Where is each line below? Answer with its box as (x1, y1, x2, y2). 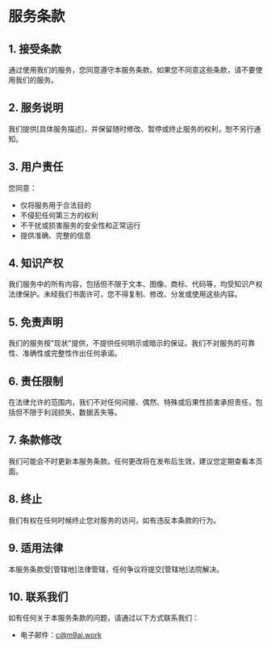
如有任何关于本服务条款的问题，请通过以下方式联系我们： (8, 613, 199, 623)
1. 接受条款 (8, 42, 62, 56)
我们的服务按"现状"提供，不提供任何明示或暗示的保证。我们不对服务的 (8, 339, 242, 348)
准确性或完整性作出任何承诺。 (22, 348, 122, 358)
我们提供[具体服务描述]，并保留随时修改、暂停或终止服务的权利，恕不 (8, 124, 240, 133)
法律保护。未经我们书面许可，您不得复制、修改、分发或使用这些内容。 (8, 289, 242, 299)
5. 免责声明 (8, 315, 63, 329)
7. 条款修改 (8, 433, 62, 447)
